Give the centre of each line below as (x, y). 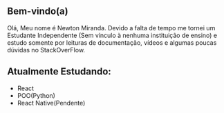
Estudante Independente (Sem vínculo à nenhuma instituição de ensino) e (112, 35)
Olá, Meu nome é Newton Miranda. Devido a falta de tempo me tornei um (111, 28)
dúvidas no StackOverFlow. (46, 50)
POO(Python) (36, 95)
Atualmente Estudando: (59, 72)
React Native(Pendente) (51, 103)
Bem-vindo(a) (38, 11)
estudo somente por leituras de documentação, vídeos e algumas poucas (112, 42)
